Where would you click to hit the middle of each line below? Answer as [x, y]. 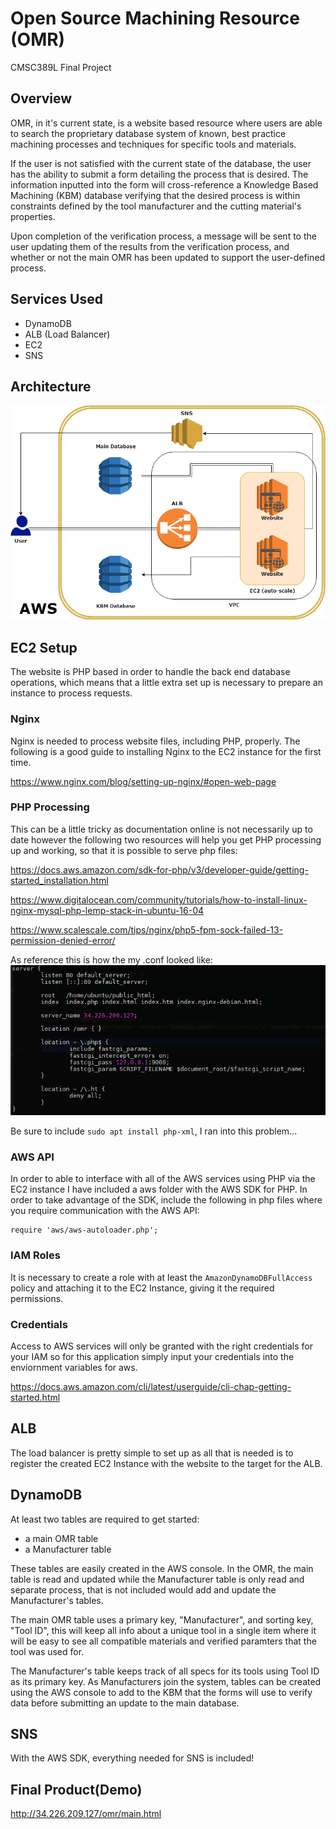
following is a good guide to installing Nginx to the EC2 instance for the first [166, 751]
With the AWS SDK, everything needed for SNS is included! [132, 1758]
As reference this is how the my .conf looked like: [112, 959]
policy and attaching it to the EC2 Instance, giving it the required [142, 1288]
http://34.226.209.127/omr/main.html [86, 1814]
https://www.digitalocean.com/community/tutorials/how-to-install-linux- [159, 899]
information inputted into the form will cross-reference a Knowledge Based [164, 184]
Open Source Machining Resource [155, 18]
